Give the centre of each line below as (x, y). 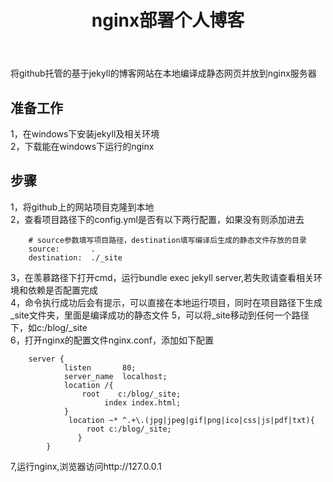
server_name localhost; (115, 376)
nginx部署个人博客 (168, 20)
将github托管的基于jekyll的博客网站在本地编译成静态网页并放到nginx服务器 (163, 73)
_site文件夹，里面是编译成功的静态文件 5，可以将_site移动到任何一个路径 (160, 315)
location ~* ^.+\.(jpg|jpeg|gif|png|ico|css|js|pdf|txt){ (191, 420)
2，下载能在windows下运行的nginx (82, 146)
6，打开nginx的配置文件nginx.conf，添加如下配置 (112, 340)
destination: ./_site (75, 257)
